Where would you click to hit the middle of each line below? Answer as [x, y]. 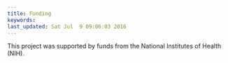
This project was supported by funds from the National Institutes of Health [114, 46]
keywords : [22, 20]
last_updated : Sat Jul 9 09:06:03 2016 [67, 26]
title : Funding [29, 13]
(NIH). [16, 53]
